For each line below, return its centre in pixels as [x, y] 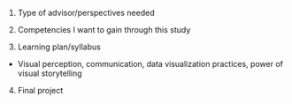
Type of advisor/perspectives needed [86, 13]
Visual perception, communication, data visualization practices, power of [150, 64]
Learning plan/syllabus [59, 47]
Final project [40, 90]
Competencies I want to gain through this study [104, 30]
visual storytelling [50, 73]
